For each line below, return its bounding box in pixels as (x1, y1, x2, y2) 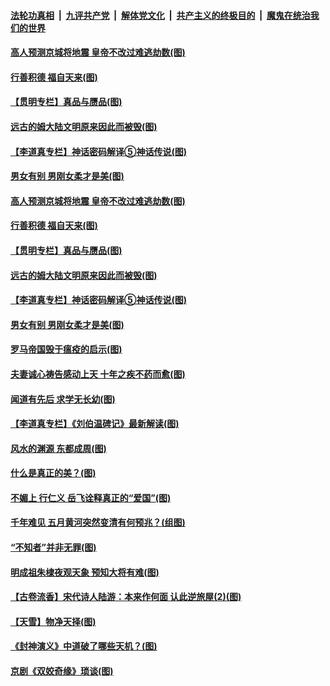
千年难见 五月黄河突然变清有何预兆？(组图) (10, 516, 186, 529)
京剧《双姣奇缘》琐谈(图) (10, 665, 114, 677)
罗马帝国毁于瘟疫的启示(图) (10, 343, 123, 355)
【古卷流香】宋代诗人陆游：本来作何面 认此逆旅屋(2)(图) (10, 591, 242, 603)
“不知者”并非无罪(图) (10, 541, 97, 554)
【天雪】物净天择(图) (10, 615, 97, 627)
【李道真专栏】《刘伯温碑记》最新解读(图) (10, 418, 180, 430)
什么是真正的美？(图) (10, 467, 97, 479)
